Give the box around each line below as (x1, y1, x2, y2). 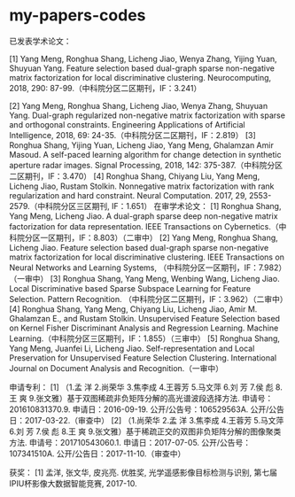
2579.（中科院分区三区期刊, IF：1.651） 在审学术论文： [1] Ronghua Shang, (9, 200, 282, 211)
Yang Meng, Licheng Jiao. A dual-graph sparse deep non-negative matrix (9, 210, 278, 221)
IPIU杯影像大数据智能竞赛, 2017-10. (9, 478, 137, 488)
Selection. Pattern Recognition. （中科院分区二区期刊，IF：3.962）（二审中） (9, 293, 288, 304)
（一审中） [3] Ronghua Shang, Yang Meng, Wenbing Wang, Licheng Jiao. (9, 273, 281, 283)
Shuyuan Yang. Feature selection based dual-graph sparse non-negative (9, 63, 275, 74)
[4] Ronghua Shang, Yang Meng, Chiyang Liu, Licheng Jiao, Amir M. (9, 303, 258, 315)
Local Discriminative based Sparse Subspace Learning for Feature (9, 283, 251, 293)
